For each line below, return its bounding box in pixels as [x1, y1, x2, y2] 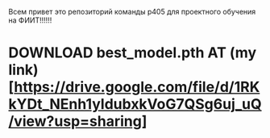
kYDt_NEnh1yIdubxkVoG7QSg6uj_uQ [8, 95, 262, 114]
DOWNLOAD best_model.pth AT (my [8, 44, 256, 62]
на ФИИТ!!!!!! [8, 15, 52, 25]
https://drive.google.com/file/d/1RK [14, 78, 260, 96]
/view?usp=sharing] [8, 112, 147, 131]
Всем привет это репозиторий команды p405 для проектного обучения [8, 7, 256, 16]
